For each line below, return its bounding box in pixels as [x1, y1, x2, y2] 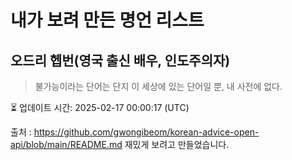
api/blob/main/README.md [10, 139, 123, 150]
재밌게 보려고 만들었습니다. [124, 139, 230, 150]
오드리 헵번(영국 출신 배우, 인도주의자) [10, 52, 231, 69]
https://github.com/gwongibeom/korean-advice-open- [33, 126, 260, 138]
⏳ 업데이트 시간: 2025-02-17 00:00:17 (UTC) [10, 102, 190, 113]
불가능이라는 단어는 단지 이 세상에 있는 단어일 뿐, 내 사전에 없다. [34, 81, 283, 92]
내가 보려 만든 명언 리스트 [10, 9, 205, 32]
